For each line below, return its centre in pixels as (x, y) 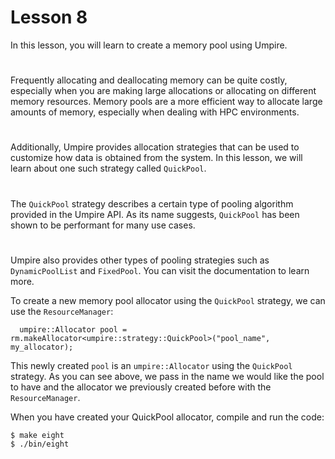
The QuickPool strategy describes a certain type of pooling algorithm (152, 203)
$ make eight (37, 435)
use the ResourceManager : (62, 311)
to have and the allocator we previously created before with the (141, 387)
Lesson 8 (49, 17)
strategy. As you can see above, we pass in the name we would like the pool (167, 376)
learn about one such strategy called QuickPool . (108, 168)
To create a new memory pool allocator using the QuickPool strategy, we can (168, 300)
